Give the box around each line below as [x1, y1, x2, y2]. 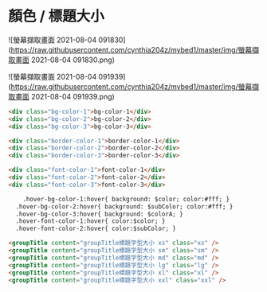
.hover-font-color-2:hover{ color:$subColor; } [15, 224, 177, 233]
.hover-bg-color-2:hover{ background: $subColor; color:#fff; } [15, 202, 234, 211]
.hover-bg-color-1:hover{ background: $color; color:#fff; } [22, 195, 230, 203]
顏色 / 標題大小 [8, 7, 105, 25]
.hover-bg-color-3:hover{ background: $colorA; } [15, 210, 183, 218]
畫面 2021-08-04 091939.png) [14, 91, 116, 101]
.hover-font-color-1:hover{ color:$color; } [15, 217, 166, 225]
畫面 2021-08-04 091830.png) [14, 55, 116, 64]
